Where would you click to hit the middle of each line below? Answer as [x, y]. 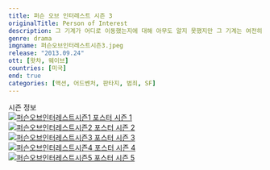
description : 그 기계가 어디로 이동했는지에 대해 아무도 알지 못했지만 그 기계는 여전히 [135, 31]
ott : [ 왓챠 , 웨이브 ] [39, 61]
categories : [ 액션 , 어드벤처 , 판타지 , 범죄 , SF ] [82, 83]
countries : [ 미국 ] [37, 68]
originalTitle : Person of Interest [68, 23]
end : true [25, 76]
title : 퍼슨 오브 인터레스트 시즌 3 [60, 16]
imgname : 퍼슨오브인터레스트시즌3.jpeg [66, 46]
